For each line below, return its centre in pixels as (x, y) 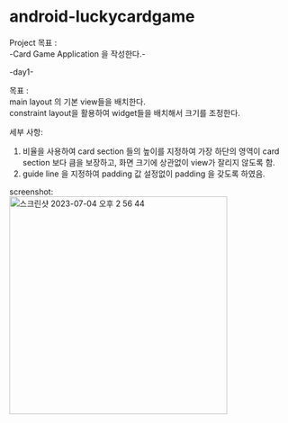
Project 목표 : (33, 42)
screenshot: (31, 192)
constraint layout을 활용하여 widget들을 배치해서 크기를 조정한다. (125, 112)
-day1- (22, 72)
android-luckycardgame (102, 17)
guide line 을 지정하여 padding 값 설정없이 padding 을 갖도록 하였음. (144, 174)
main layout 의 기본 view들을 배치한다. (77, 102)
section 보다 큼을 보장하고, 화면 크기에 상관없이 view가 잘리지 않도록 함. (149, 162)
